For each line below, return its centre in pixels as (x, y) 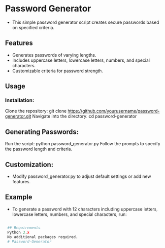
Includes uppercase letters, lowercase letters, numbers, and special (81, 60)
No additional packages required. (43, 237)
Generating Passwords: (42, 132)
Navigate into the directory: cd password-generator (84, 116)
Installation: (20, 100)
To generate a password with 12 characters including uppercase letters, (85, 209)
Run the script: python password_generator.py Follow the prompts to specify (83, 144)
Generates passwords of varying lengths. (54, 55)
